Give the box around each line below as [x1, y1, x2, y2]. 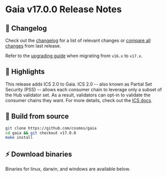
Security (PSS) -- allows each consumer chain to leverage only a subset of [5, 86, 162, 92]
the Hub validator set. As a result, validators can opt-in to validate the [5, 92, 151, 98]
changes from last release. [5, 43, 61, 49]
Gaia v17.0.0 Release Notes [5, 4, 122, 15]
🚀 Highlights [5, 67, 45, 76]
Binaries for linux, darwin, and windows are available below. [5, 166, 131, 172]
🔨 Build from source [5, 112, 69, 121]
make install [5, 135, 33, 140]
